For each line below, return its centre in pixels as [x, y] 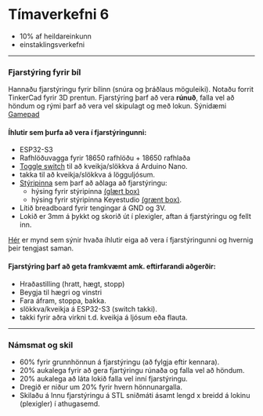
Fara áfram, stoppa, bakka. [63, 301]
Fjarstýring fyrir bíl [45, 72]
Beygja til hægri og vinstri [61, 292]
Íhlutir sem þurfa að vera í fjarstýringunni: [77, 132]
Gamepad [24, 115]
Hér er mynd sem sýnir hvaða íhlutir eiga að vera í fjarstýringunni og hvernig [131, 240]
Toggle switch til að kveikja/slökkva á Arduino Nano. [103, 166]
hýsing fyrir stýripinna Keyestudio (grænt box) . [106, 200]
